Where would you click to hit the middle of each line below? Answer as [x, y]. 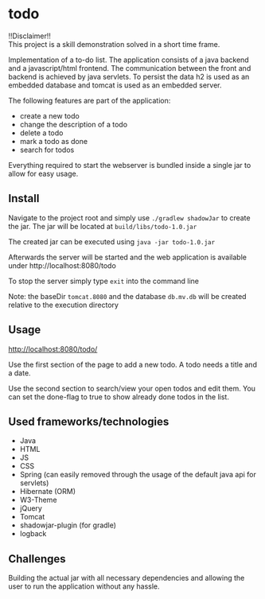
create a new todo [49, 115]
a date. [19, 373]
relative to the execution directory [64, 305]
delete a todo [41, 133]
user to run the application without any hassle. [84, 586]
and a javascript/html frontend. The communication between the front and [130, 68]
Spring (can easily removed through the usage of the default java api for [138, 475]
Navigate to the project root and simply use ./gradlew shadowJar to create [129, 218]
